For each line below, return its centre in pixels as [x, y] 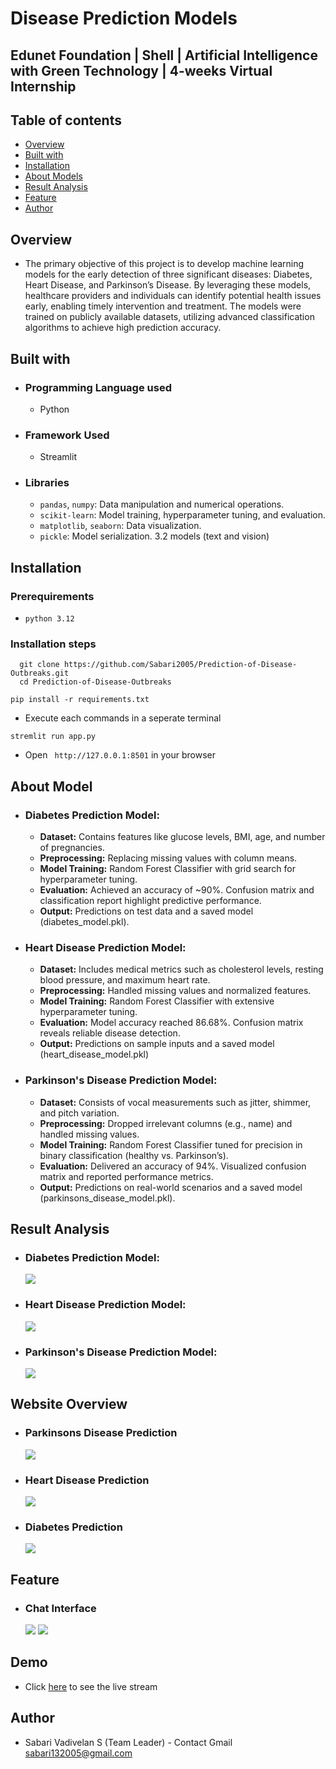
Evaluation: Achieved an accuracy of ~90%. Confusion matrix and [177, 890]
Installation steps [53, 644]
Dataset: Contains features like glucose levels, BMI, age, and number [182, 837]
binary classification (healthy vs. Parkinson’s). [134, 1155]
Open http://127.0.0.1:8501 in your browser [120, 755]
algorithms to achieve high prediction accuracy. [123, 328]
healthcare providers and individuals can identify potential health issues [173, 296]
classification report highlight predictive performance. [150, 901]
